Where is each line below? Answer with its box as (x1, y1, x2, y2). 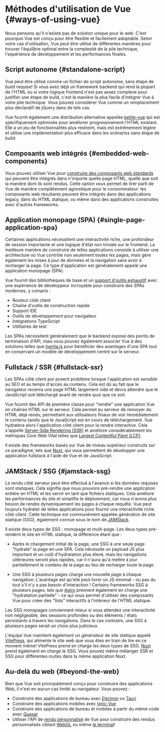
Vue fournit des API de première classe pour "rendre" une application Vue (5, 401, 155, 407)
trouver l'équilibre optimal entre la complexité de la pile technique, (5, 46, 139, 52)
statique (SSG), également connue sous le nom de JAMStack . (5, 517, 130, 522)
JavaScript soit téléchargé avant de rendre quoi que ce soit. (5, 392, 126, 398)
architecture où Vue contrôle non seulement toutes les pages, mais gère (5, 252, 151, 258)
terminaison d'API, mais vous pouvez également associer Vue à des (5, 338, 142, 344)
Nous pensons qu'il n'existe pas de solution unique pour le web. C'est (5, 30, 146, 36)
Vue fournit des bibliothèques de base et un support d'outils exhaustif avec (5, 277, 158, 284)
